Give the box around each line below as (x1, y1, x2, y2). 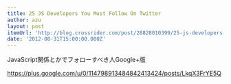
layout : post (7, 23, 45, 30)
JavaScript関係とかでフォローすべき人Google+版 (7, 56, 146, 64)
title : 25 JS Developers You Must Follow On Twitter (7, 10, 162, 17)
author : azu (7, 17, 41, 23)
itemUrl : (7, 29, 32, 36)
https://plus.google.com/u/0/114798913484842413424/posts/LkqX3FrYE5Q (7, 70, 222, 78)
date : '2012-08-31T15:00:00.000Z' (7, 36, 107, 43)
